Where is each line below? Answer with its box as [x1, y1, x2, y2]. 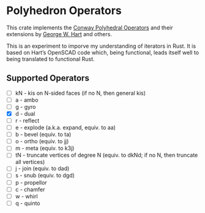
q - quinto [15, 200, 41, 207]
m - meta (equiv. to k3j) [15, 144, 75, 152]
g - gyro [15, 103, 36, 110]
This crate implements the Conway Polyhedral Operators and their [6, 24, 173, 31]
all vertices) [15, 159, 45, 166]
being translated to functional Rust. [6, 55, 95, 62]
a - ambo [15, 96, 39, 103]
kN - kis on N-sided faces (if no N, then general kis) [15, 89, 146, 97]
